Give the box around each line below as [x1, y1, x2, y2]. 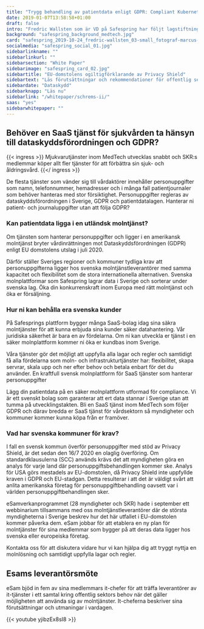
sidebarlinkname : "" [6, 49, 59, 55]
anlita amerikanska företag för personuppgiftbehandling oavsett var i [6, 482, 178, 489]
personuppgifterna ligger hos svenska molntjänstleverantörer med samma [6, 264, 191, 272]
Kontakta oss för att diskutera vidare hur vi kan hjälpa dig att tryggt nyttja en [6, 544, 197, 552]
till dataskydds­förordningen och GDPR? [6, 137, 159, 147]
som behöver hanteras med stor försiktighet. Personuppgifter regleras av [6, 191, 189, 199]
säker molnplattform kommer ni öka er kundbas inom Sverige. [6, 339, 161, 346]
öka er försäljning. [6, 290, 52, 297]
